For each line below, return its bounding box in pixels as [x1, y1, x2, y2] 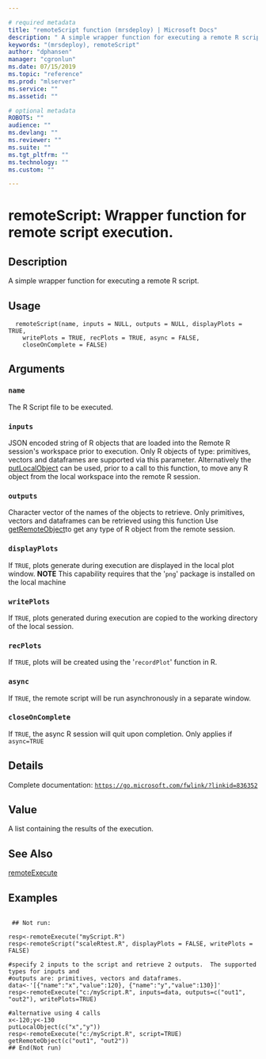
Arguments [8, 363, 66, 376]
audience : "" [8, 121, 51, 129]
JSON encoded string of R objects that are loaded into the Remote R [8, 438, 231, 448]
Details [8, 759, 44, 773]
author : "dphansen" [8, 48, 73, 56]
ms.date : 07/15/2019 [8, 63, 77, 71]
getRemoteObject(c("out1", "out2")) [8, 1037, 129, 1046]
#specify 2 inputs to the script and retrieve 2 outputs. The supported [8, 961, 257, 969]
